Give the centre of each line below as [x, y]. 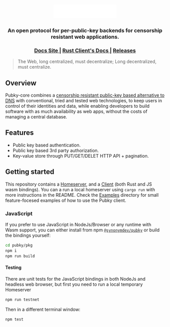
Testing [13, 267]
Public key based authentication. [47, 145]
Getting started [30, 172]
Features [19, 133]
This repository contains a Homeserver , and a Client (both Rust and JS [79, 184]
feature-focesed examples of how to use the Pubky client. [66, 200]
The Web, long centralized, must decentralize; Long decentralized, [87, 62]
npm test [14, 319]
